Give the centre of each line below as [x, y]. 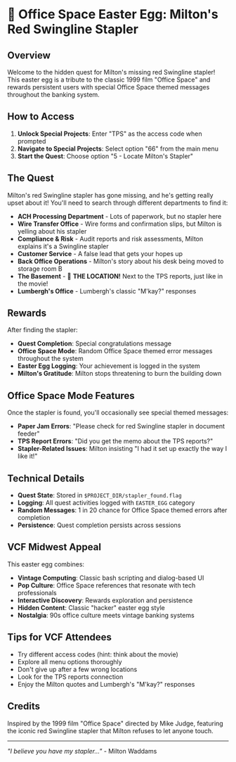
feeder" [28, 434]
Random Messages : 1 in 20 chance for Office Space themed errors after [122, 510]
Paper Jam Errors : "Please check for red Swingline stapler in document [121, 426]
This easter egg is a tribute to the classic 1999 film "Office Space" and [109, 80]
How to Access [41, 116]
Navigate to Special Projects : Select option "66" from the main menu [118, 148]
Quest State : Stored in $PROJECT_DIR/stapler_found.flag [99, 495]
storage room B [40, 268]
